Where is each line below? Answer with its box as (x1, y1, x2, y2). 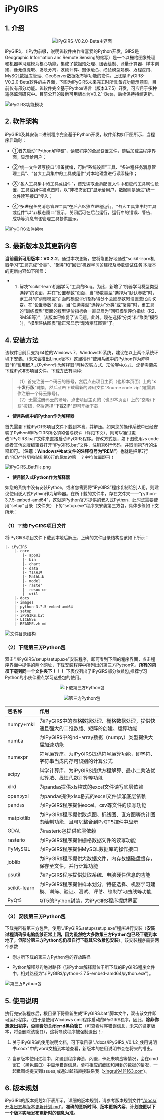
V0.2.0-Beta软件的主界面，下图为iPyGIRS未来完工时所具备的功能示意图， (5, 79, 152, 85)
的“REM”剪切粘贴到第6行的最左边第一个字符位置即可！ (5, 454, 115, 460)
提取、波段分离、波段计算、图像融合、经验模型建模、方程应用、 (26, 67, 155, 72)
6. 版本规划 (5, 1084, 39, 1092)
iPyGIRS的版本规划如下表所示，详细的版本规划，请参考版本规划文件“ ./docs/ (5, 1097, 157, 1103)
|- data (22, 566, 38, 571)
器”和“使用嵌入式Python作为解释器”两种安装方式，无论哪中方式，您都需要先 (5, 362, 158, 368)
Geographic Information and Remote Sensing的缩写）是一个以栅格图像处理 (5, 55, 156, 60)
